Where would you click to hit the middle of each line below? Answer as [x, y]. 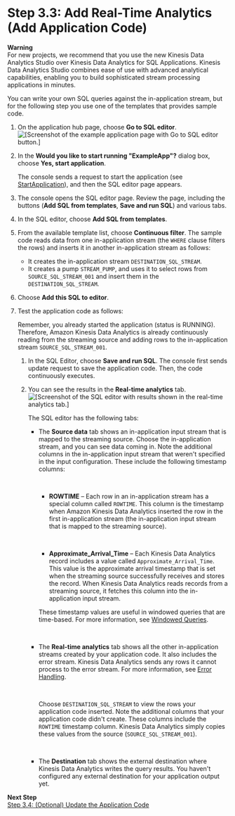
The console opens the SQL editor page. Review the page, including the [121, 198]
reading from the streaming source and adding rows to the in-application [122, 339]
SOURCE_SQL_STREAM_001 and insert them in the [93, 276]
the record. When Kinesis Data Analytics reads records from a [138, 583]
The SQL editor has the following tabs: [83, 418]
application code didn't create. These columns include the [122, 719]
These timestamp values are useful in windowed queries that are [132, 612]
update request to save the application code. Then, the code [115, 368]
